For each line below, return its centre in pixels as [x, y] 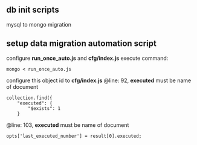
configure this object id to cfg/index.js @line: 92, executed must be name [99, 80]
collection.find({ [29, 98]
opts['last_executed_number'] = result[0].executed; [74, 136]
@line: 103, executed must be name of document [68, 125]
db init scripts [33, 10]
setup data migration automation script [82, 44]
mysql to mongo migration [39, 24]
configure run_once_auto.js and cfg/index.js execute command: [87, 58]
